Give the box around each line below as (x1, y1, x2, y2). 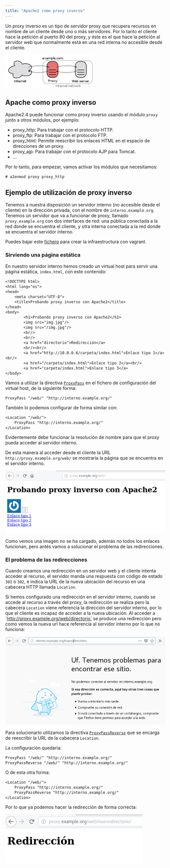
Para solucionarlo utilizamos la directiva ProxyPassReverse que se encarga (5, 729, 160, 736)
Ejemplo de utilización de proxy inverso (5, 188, 132, 197)
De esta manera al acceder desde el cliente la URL (5, 449, 111, 456)
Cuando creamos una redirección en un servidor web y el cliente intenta (5, 568, 156, 574)
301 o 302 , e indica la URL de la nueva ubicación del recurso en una (5, 578, 146, 585)
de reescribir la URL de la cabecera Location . (5, 735, 100, 741)
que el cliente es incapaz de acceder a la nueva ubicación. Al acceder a (5, 610, 156, 616)
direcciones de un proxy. (12, 143, 65, 149)
